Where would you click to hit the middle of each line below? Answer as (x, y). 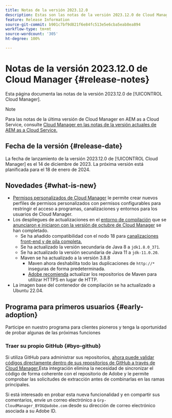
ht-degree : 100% (23, 39)
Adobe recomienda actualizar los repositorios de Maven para (92, 274)
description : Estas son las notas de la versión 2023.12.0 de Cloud (80, 15)
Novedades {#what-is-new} (51, 186)
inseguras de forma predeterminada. (67, 269)
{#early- (130, 307)
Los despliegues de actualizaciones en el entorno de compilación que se (89, 220)
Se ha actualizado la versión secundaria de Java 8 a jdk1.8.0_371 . (90, 247)
